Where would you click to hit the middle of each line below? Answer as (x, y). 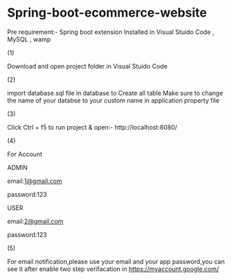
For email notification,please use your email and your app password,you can (116, 261)
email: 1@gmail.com (35, 181)
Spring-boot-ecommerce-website (107, 13)
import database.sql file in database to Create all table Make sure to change (115, 93)
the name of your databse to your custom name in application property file (113, 100)
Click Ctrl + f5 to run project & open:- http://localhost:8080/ (92, 127)
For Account (25, 154)
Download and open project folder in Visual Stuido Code (87, 66)
